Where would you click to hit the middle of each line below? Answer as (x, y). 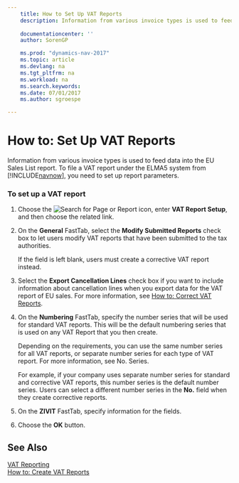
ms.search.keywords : (51, 86)
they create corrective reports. (63, 398)
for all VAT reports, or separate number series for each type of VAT (116, 354)
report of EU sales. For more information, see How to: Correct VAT (115, 296)
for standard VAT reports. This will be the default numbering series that (122, 325)
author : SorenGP (44, 40)
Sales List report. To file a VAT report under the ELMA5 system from (107, 168)
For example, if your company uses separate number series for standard (124, 375)
